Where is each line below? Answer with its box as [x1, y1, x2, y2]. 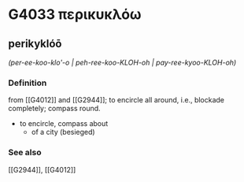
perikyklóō [8, 37, 62, 50]
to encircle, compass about [19, 119, 109, 128]
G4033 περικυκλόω [8, 6, 142, 24]
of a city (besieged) [31, 128, 96, 137]
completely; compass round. [8, 104, 101, 113]
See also [8, 147, 42, 158]
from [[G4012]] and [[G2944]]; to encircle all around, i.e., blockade [8, 95, 225, 105]
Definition [8, 77, 47, 88]
